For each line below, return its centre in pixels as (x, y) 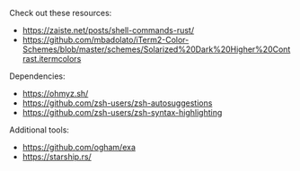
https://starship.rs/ (57, 157)
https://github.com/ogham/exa (79, 147)
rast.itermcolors (52, 59)
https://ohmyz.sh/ (55, 94)
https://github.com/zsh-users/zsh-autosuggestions (117, 103)
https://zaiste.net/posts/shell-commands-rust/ (108, 30)
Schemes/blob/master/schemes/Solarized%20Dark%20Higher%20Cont (156, 49)
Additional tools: (40, 130)
